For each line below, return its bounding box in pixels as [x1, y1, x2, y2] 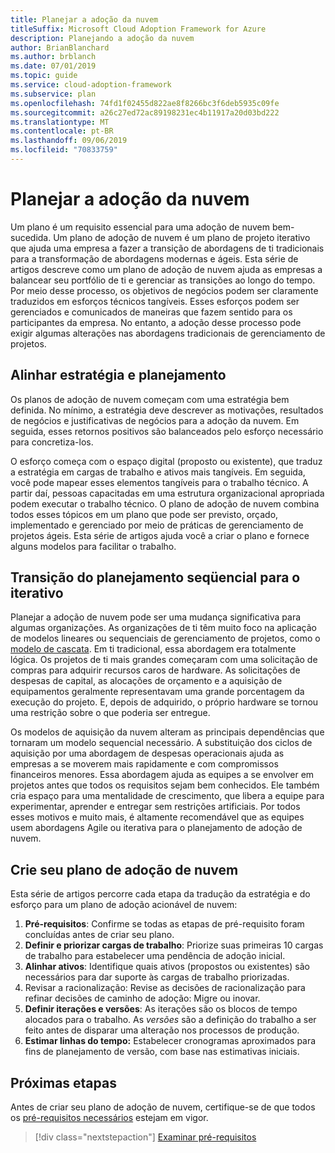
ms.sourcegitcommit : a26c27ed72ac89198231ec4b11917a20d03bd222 [10, 107, 280, 118]
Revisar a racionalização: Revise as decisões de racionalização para [24, 982, 306, 994]
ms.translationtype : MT [10, 117, 110, 127]
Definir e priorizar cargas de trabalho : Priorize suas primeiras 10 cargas [24, 939, 324, 951]
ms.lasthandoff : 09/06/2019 [10, 136, 128, 146]
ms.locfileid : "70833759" [10, 145, 118, 155]
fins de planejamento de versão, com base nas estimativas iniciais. [24, 1046, 300, 1058]
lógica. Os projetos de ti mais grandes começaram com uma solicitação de [10, 654, 318, 666]
